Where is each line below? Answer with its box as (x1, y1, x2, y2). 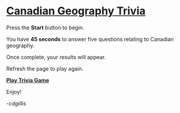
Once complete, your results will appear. (6, 53, 106, 60)
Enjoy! (6, 88, 22, 95)
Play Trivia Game (6, 77, 49, 84)
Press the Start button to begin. (6, 24, 85, 31)
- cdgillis (6, 100, 26, 107)
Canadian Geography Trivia (6, 4, 146, 18)
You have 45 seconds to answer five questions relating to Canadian (6, 35, 174, 42)
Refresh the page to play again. (6, 65, 84, 72)
